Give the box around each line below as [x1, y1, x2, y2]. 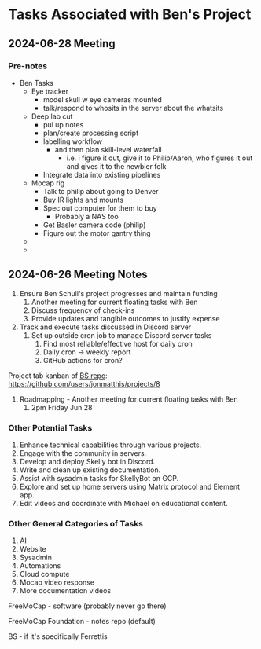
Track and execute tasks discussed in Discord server [19, 322, 192, 332]
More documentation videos [19, 586, 112, 596]
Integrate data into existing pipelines [42, 170, 161, 179]
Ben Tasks [19, 78, 53, 87]
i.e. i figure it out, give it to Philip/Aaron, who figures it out [66, 153, 253, 163]
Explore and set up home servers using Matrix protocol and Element [19, 482, 241, 491]
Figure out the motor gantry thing [42, 228, 151, 237]
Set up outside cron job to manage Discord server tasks [31, 330, 212, 339]
